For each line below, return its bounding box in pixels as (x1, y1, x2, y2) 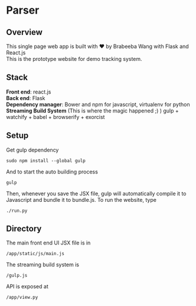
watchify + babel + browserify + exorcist (6, 113, 105, 120)
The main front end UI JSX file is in (6, 239, 91, 246)
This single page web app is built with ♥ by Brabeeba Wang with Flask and (6, 43, 189, 50)
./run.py (6, 208, 28, 214)
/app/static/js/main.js (6, 251, 65, 257)
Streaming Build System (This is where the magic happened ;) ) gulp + (6, 107, 179, 114)
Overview (6, 27, 43, 37)
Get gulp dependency (6, 146, 59, 153)
